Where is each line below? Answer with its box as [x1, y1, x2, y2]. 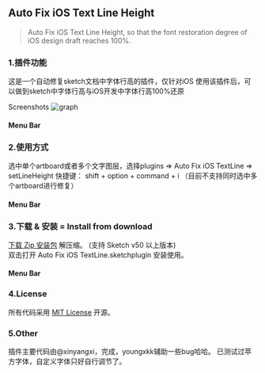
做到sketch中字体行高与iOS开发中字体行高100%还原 [14, 86, 184, 96]
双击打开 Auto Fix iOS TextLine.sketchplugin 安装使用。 [8, 249, 188, 260]
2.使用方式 [8, 142, 49, 153]
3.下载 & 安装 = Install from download [8, 221, 153, 232]
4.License [8, 288, 47, 299]
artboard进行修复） [14, 181, 78, 190]
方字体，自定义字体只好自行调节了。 [8, 356, 127, 367]
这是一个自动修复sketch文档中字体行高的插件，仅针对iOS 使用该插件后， [8, 77, 244, 86]
